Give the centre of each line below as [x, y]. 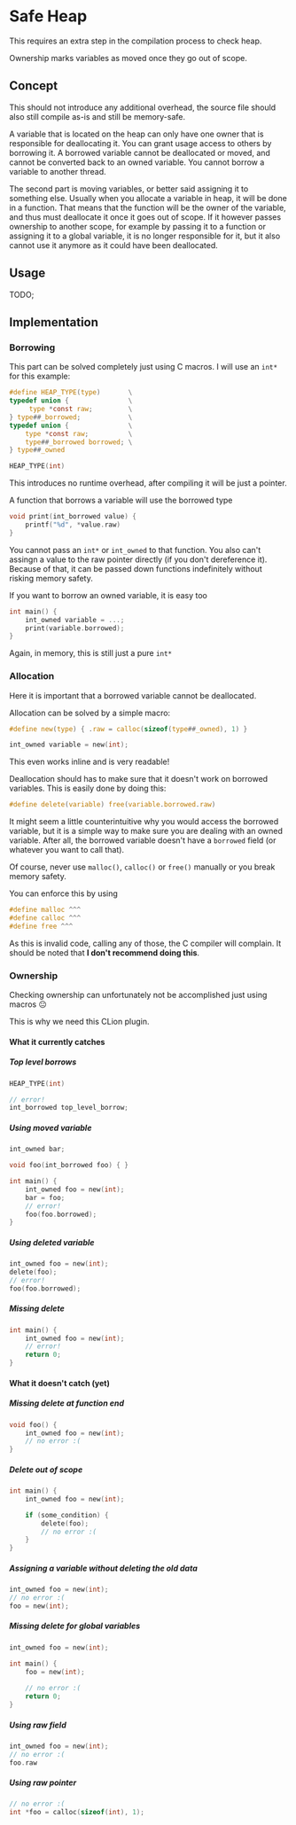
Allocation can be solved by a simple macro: [90, 713]
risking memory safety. [51, 578]
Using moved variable [51, 1127]
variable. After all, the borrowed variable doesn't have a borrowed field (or [143, 840]
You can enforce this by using [63, 893]
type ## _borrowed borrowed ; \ [79, 442]
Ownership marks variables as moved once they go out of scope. [129, 58]
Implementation [54, 322]
